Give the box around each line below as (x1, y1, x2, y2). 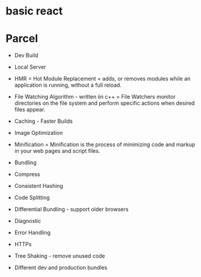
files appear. (14, 106, 46, 113)
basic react (5, 4, 63, 18)
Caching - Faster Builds (14, 117, 73, 125)
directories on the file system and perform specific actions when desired (14, 99, 195, 107)
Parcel (5, 32, 39, 46)
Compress (14, 170, 40, 178)
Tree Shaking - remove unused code (14, 252, 106, 260)
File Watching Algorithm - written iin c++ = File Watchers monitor (14, 93, 176, 101)
